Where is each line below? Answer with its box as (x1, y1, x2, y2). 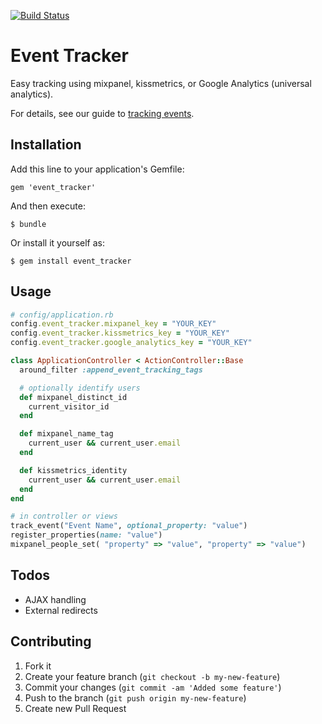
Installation (10, 136, 82, 154)
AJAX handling (24, 593, 87, 605)
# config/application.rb (10, 310, 114, 320)
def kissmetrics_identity (19, 465, 128, 475)
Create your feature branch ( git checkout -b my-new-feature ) (24, 670, 281, 682)
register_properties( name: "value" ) (10, 530, 163, 540)
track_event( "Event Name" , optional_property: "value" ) (10, 521, 248, 531)
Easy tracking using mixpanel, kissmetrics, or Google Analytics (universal (10, 77, 312, 89)
